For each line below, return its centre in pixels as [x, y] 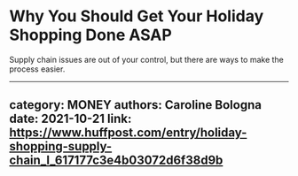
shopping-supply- [61, 146]
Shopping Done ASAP [91, 35]
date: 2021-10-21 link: [71, 119]
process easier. [37, 69]
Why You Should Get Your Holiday [137, 16]
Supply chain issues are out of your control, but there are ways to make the [146, 59]
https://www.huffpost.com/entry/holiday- [128, 133]
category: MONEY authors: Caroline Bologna [135, 105]
